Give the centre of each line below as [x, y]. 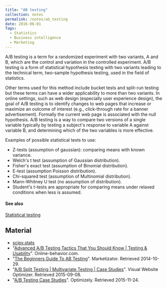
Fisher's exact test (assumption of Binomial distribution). [70, 165]
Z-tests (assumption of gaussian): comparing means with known [79, 150]
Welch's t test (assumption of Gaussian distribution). [66, 160]
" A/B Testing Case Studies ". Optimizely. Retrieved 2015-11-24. [76, 280]
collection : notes [24, 15]
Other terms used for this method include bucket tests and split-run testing [82, 88]
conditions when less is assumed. [47, 192]
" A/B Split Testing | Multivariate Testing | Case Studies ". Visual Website [85, 269]
